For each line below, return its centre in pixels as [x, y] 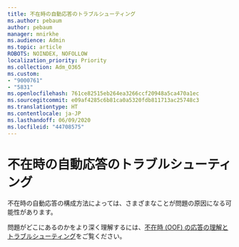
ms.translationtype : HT [43, 107]
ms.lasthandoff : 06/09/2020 [49, 120]
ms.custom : [24, 74]
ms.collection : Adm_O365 [44, 67]
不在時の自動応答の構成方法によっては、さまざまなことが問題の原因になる [117, 203]
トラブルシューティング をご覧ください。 [67, 236]
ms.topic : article [35, 47]
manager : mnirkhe [33, 34]
